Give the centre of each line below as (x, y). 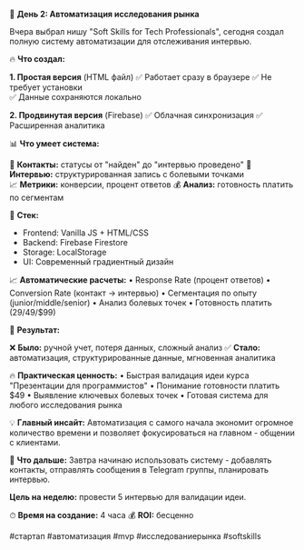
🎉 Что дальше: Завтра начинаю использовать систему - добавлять (141, 460)
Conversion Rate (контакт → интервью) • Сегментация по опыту (133, 293)
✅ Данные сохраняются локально (76, 97)
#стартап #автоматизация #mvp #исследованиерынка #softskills (135, 536)
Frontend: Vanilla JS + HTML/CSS (86, 233)
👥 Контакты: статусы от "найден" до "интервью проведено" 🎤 (131, 165)
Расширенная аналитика (58, 125)
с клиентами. (35, 442)
